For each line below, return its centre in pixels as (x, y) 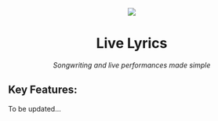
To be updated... (35, 108)
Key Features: (43, 90)
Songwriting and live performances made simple (132, 65)
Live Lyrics (132, 44)
